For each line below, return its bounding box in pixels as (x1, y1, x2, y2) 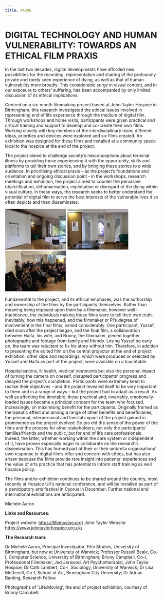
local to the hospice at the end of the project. (5, 143, 95, 149)
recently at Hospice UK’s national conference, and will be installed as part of (5, 481, 158, 487)
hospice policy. (5, 466, 36, 472)
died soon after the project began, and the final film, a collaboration (5, 327, 140, 333)
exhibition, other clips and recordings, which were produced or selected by (5, 353, 156, 359)
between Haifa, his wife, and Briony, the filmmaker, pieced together (5, 332, 140, 338)
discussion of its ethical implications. (5, 92, 79, 98)
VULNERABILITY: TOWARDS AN (5, 39, 137, 51)
